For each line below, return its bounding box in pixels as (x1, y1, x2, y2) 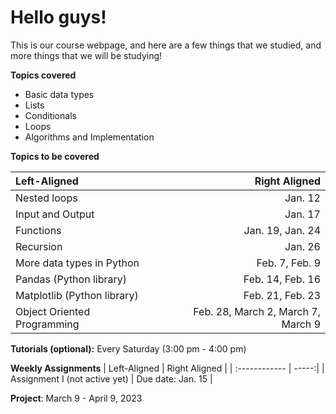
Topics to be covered (10, 150, 100, 162)
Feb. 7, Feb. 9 (256, 256, 321, 270)
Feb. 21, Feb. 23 (243, 288, 321, 302)
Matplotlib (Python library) (15, 288, 139, 302)
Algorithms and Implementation (24, 131, 155, 143)
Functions (15, 223, 62, 237)
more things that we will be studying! (10, 49, 163, 61)
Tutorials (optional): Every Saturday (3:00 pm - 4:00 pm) (10, 342, 247, 355)
